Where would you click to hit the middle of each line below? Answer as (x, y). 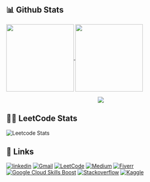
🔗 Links (20, 152)
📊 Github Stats (35, 10)
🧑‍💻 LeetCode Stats (42, 119)
